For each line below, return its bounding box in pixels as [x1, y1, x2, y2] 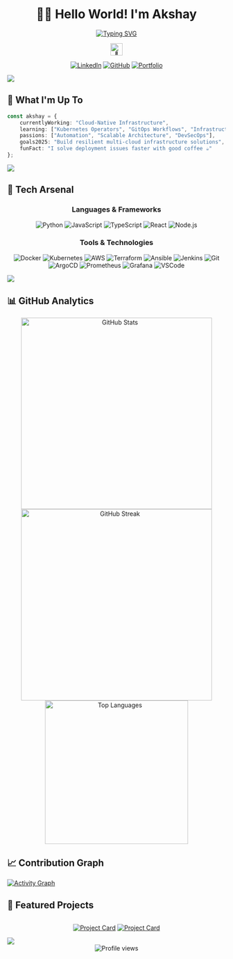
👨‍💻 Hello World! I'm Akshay [35, 6, 198, 22]
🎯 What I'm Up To [7, 94, 83, 106]
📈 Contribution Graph [7, 857, 104, 869]
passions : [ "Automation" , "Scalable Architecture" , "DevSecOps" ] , [19, 132, 216, 139]
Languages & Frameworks [71, 205, 162, 214]
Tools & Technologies [79, 238, 154, 248]
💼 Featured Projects [7, 899, 94, 911]
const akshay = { [7, 113, 58, 120]
